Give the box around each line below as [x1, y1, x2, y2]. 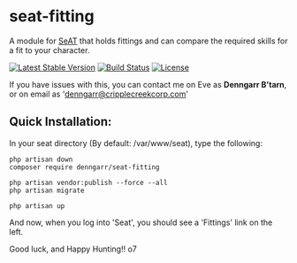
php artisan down [9, 155, 73, 164]
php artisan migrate [9, 186, 86, 195]
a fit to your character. [9, 44, 90, 55]
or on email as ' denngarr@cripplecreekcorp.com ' [9, 89, 188, 99]
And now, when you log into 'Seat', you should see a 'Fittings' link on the [9, 217, 273, 228]
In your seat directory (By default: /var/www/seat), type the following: [9, 137, 263, 148]
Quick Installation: [9, 114, 112, 129]
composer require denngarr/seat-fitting [9, 162, 161, 172]
